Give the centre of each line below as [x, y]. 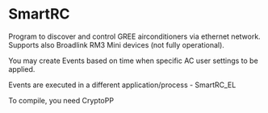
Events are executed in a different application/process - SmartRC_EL [122, 85]
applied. [22, 69]
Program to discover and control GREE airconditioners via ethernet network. [134, 36]
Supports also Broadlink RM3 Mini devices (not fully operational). [116, 44]
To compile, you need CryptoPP [61, 100]
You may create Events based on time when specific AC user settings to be [133, 61]
